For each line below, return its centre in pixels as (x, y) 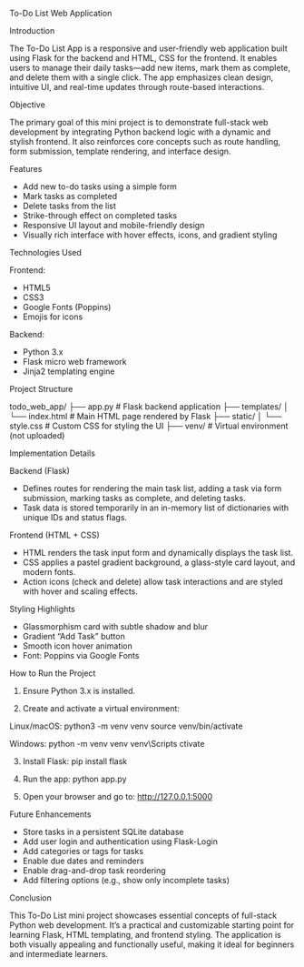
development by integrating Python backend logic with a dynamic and (140, 132)
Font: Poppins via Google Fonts (81, 655)
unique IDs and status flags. (75, 517)
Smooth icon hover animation (78, 646)
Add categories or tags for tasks (83, 851)
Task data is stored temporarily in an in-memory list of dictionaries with (156, 508)
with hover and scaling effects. (80, 591)
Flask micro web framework (74, 362)
